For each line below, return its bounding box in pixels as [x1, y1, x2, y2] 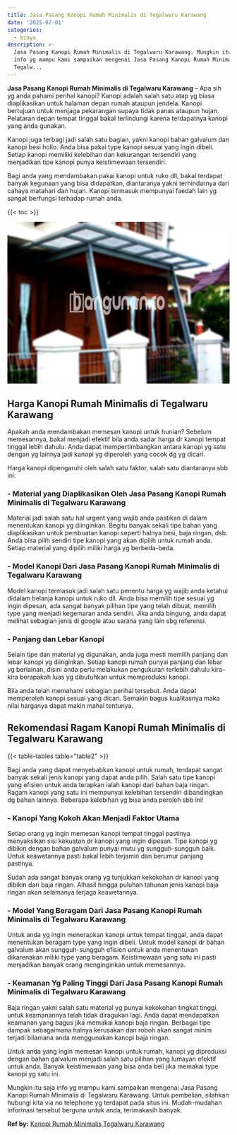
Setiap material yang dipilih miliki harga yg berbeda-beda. [7, 544, 175, 552]
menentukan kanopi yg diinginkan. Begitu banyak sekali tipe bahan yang [7, 521, 217, 530]
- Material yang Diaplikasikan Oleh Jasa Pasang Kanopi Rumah [7, 489, 226, 499]
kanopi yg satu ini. [7, 1069, 61, 1078]
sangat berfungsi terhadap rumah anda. [7, 194, 123, 202]
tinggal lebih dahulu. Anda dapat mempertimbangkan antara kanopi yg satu [7, 443, 226, 451]
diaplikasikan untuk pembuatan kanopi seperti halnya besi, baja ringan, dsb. [7, 529, 228, 537]
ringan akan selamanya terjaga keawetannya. [7, 888, 139, 897]
